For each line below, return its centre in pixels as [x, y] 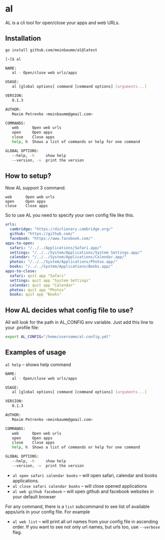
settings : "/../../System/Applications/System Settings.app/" [76, 252]
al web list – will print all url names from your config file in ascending [85, 521]
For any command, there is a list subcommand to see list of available [77, 506]
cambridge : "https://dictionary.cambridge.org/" [61, 229]
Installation [23, 38]
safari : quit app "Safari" [38, 276]
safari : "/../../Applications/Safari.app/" [56, 248]
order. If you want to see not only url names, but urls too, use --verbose [86, 527]
